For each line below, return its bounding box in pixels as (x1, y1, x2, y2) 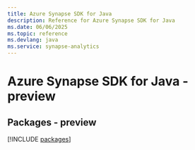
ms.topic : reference (7, 30, 69, 37)
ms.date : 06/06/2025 (7, 23, 69, 30)
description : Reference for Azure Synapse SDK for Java (7, 17, 175, 24)
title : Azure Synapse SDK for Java (7, 10, 112, 18)
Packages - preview (7, 116, 97, 128)
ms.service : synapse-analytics (7, 43, 100, 50)
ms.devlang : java (7, 37, 59, 44)
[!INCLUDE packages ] (7, 135, 71, 143)
